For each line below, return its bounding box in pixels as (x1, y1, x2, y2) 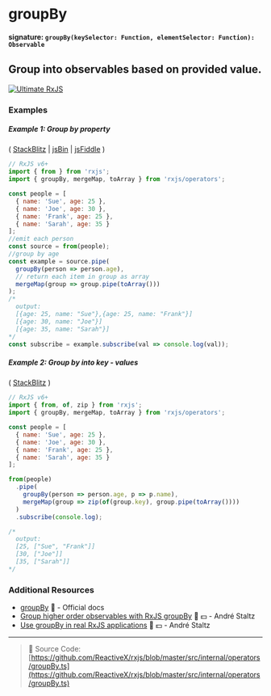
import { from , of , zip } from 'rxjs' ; (8, 401, 143, 409)
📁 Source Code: (27, 644, 81, 654)
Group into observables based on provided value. (8, 62, 262, 77)
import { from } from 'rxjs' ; (8, 167, 110, 176)
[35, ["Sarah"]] (15, 558, 70, 566)
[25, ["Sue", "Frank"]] (15, 542, 95, 550)
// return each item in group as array (15, 272, 150, 281)
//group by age (8, 250, 60, 259)
